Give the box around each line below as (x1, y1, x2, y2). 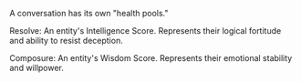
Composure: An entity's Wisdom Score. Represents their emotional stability (9, 53, 293, 63)
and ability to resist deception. (9, 36, 123, 46)
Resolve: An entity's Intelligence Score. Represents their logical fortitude (9, 26, 282, 36)
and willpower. (9, 63, 64, 73)
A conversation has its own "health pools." (9, 8, 169, 18)
